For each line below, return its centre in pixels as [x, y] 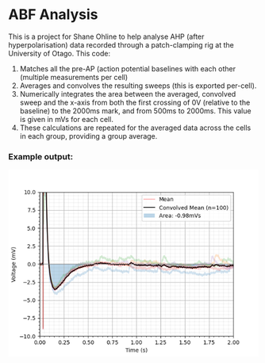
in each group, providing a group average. [88, 136]
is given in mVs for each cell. [66, 119]
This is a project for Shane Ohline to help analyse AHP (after [106, 36]
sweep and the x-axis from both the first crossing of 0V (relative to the [135, 102]
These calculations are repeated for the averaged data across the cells [135, 128]
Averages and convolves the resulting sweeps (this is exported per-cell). [138, 86]
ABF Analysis [53, 15]
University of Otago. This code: [60, 53]
